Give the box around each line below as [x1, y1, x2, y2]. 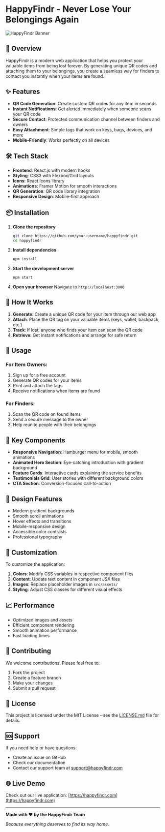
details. [5, 717, 21, 724]
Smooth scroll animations [12, 513, 64, 519]
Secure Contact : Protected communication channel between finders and [12, 116, 160, 122]
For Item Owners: [5, 361, 48, 368]
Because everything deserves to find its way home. [5, 821, 109, 827]
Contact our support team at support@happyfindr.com [12, 765, 123, 771]
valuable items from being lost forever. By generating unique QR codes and [5, 62, 157, 68]
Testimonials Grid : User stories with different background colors [12, 475, 143, 481]
